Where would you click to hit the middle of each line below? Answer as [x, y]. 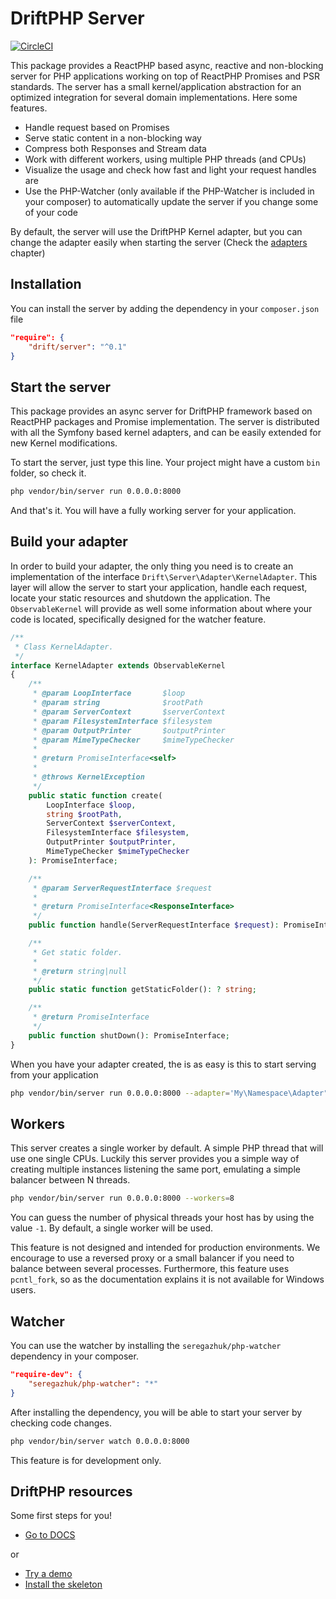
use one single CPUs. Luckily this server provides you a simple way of [155, 1159]
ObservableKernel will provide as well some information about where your [161, 608]
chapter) [28, 253]
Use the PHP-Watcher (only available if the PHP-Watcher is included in [169, 191]
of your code [51, 212]
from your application [54, 1074]
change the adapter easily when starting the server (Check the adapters [159, 242]
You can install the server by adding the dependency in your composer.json [165, 308]
